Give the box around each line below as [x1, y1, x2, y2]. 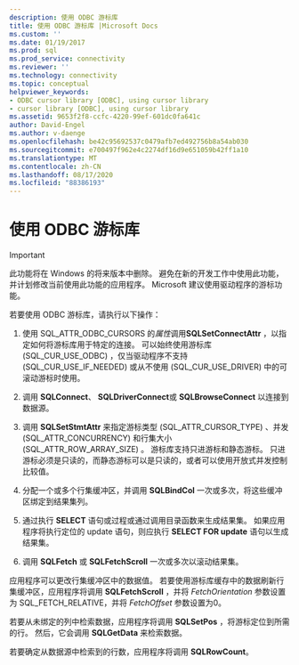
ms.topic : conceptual [9, 79, 90, 88]
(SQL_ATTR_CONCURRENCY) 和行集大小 [21, 433, 173, 443]
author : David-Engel [9, 121, 86, 130]
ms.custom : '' [9, 29, 62, 38]
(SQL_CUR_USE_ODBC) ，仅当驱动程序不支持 [21, 351, 189, 361]
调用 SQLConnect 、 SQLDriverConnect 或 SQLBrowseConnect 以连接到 [21, 392, 289, 402]
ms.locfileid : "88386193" [9, 179, 105, 188]
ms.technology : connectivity [9, 71, 117, 80]
